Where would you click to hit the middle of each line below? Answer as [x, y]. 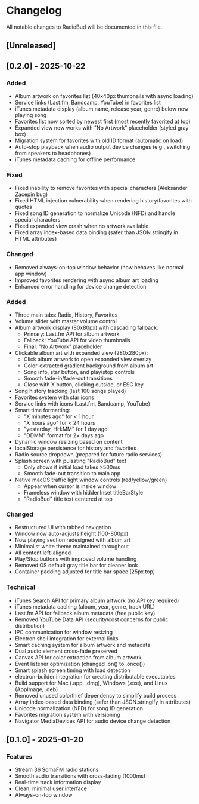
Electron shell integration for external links [66, 638]
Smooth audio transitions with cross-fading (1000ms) [80, 776]
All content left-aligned [43, 553]
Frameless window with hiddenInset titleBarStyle [83, 492]
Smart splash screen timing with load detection [73, 670]
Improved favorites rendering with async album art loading [87, 280]
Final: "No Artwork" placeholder [63, 346]
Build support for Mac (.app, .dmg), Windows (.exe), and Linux [91, 683]
